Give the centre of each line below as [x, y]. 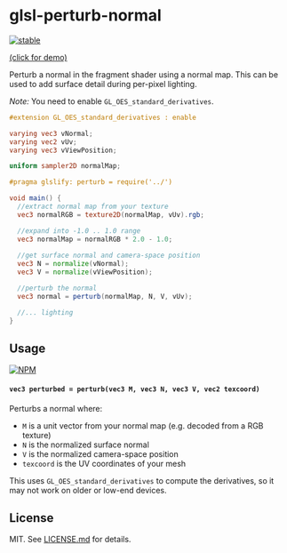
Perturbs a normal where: [56, 408]
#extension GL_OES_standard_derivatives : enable [103, 117]
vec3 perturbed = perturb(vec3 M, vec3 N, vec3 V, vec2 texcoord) [135, 389]
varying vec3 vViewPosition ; [63, 150]
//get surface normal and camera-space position [109, 256]
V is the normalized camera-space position [100, 453]
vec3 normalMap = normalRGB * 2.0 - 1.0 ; [95, 239]
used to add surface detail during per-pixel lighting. [103, 84]
